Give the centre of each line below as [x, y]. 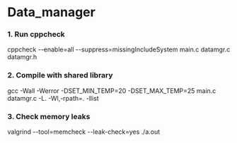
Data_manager [51, 12]
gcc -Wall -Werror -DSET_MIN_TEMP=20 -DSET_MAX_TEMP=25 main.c [112, 91]
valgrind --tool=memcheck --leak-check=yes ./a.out [84, 132]
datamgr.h [22, 57]
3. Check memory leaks [49, 116]
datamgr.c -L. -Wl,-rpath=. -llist [53, 98]
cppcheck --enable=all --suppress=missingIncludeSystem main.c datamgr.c [119, 49]
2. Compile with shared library [60, 75]
